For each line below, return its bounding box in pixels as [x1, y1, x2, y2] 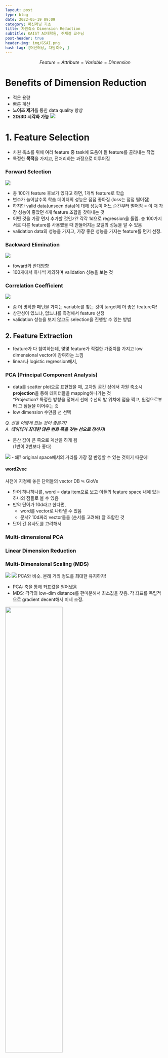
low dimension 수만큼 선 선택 [12, 409, 71, 415]
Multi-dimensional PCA [5, 533, 64, 540]
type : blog [5, 12, 28, 17]
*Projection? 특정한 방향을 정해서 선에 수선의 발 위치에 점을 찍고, [12, 396, 141, 402]
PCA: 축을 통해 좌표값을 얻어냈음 [12, 584, 77, 590]
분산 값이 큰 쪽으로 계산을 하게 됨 [12, 437, 77, 443]
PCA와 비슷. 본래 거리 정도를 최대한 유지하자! [17, 572, 107, 579]
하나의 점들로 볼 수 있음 [12, 495, 59, 501]
